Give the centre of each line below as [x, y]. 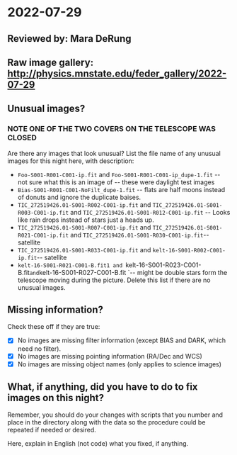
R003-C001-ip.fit [43, 213]
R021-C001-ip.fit [43, 235]
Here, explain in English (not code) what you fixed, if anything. [98, 444]
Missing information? [56, 310]
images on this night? [56, 398]
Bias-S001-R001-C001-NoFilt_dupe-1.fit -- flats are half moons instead [121, 189]
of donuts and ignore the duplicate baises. [79, 197]
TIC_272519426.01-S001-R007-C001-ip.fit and [84, 227]
